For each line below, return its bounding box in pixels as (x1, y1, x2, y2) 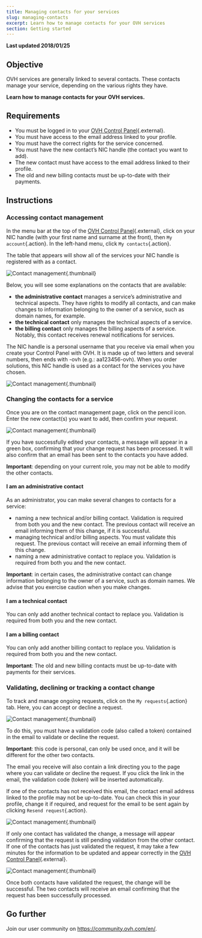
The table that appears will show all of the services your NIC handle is (6, 251, 179, 259)
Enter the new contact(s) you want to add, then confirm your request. (6, 415, 179, 422)
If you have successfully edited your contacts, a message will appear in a (6, 438, 188, 446)
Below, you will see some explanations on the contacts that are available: (6, 281, 187, 289)
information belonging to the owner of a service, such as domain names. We (6, 577, 195, 584)
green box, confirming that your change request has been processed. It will (6, 444, 193, 452)
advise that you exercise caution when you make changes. (6, 584, 151, 591)
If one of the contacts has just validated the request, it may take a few (6, 842, 179, 850)
